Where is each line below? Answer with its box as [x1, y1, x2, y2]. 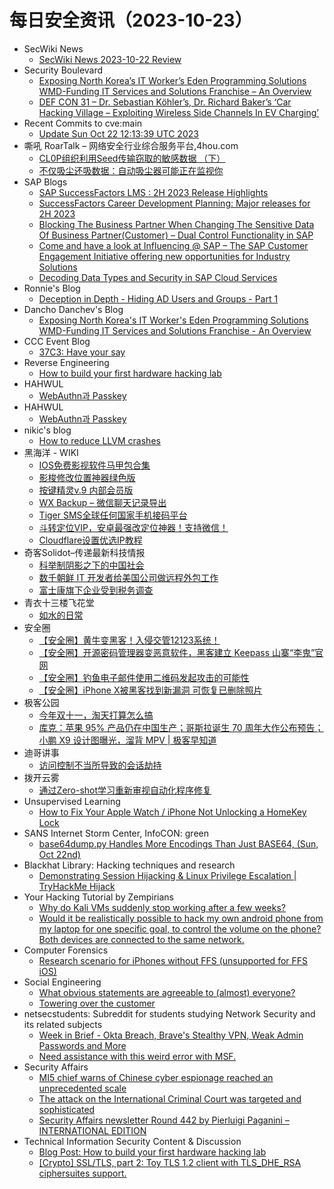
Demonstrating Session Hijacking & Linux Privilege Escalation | [38, 869, 297, 881]
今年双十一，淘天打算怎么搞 [38, 709, 154, 721]
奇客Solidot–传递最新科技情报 [23, 546, 146, 558]
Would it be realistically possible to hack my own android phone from [38, 912, 324, 924]
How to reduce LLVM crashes [38, 434, 161, 446]
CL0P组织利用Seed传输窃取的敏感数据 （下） [38, 152, 226, 164]
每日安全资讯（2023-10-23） [9, 9, 253, 32]
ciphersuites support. [38, 1167, 127, 1179]
